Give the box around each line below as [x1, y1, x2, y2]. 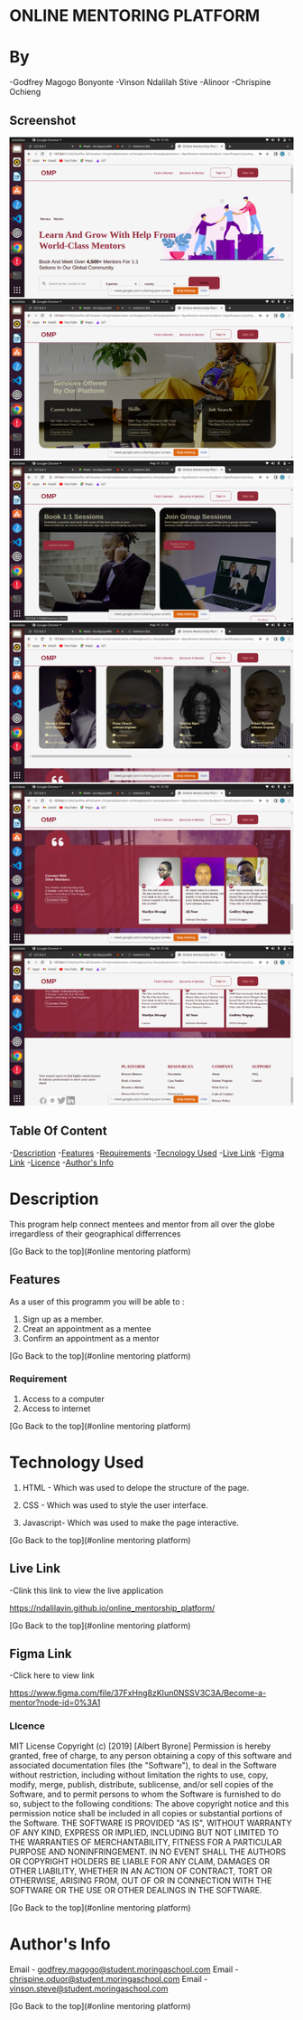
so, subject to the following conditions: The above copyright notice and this [9, 1797, 289, 1809]
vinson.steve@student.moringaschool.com [9, 1983, 169, 1994]
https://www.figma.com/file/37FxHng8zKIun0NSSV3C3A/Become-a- [9, 1688, 267, 1699]
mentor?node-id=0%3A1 [9, 1697, 101, 1708]
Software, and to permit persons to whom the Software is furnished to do [9, 1788, 281, 1799]
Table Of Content [9, 1124, 107, 1139]
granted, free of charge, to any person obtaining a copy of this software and [9, 1750, 292, 1760]
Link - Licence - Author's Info [9, 1157, 115, 1168]
